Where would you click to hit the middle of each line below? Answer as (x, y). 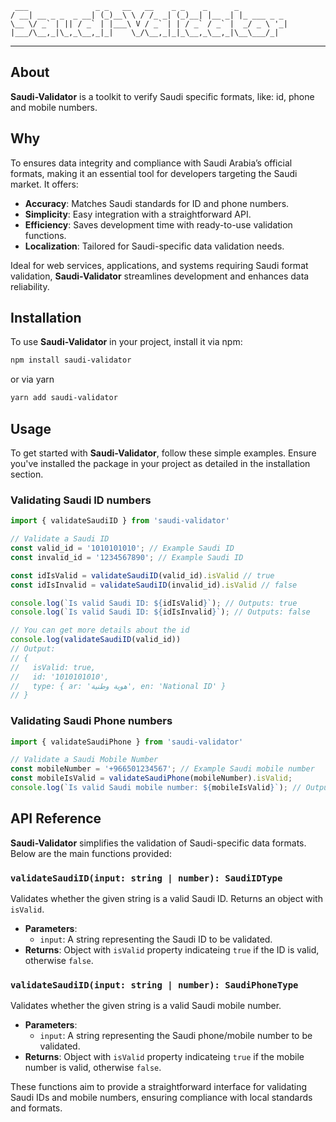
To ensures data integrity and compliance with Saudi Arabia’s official (151, 163)
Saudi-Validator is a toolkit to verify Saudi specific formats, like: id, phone (162, 96)
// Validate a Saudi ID (60, 539)
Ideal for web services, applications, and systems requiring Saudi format (159, 265)
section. (27, 474)
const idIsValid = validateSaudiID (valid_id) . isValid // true (142, 575)
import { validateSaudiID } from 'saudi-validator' (120, 521)
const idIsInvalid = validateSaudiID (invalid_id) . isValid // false (154, 585)
